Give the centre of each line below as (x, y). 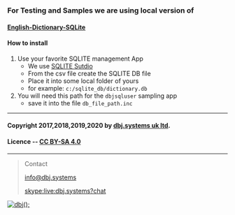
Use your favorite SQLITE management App (80, 59)
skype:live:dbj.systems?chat (65, 191)
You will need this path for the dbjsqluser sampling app (97, 96)
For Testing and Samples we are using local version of (101, 10)
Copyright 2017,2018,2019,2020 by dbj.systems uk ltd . (89, 126)
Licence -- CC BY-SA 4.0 (44, 141)
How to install (28, 43)
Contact (36, 163)
